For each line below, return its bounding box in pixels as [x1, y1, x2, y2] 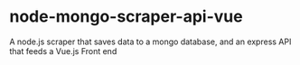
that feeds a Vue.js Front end [9, 45, 117, 56]
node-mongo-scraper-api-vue [9, 6, 243, 27]
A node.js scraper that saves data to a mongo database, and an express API [9, 36, 292, 47]
